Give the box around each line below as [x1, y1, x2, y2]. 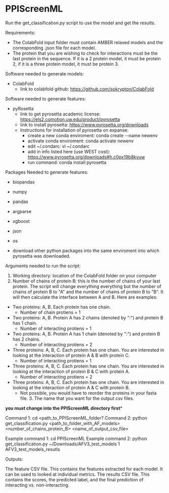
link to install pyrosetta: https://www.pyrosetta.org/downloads [20, 121, 149, 128]
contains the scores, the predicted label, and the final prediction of [5, 476, 144, 482]
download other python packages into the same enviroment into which [12, 248, 160, 254]
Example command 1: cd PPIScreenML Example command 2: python [5, 435, 147, 441]
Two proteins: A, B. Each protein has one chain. [12, 304, 111, 310]
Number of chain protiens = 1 [20, 309, 81, 315]
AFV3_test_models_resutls [5, 446, 61, 452]
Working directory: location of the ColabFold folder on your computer [12, 272, 157, 278]
